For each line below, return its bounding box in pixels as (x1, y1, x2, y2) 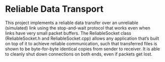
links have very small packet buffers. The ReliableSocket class (5, 30, 132, 36)
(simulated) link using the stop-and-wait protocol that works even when (5, 25, 150, 31)
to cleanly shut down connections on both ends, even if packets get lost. (5, 51, 153, 57)
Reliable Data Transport (5, 3, 103, 15)
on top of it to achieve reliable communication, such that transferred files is (5, 40, 158, 46)
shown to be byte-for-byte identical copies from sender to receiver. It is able (5, 46, 160, 52)
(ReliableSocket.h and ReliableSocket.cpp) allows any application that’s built (5, 35, 159, 41)
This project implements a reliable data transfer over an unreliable (5, 20, 139, 26)
